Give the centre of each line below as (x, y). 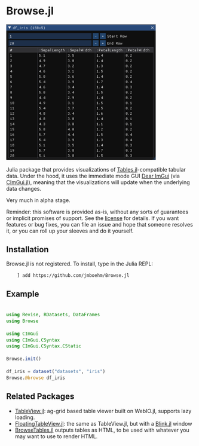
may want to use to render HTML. (56, 436)
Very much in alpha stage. (38, 200)
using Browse (22, 321)
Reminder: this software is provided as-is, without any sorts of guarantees (97, 212)
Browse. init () (24, 359)
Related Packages (40, 397)
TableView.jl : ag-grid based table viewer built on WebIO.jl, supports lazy (103, 411)
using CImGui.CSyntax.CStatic (44, 346)
